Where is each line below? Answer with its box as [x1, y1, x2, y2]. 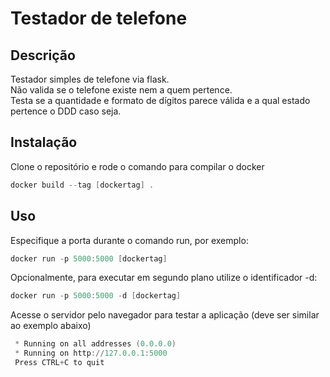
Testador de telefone [10, 7, 188, 30]
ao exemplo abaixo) [10, 320, 92, 332]
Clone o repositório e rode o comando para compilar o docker [10, 160, 265, 172]
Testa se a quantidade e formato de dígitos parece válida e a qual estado [10, 95, 311, 106]
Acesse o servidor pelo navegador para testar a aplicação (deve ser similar [10, 309, 320, 321]
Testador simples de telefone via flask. [10, 73, 170, 85]
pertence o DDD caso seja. [10, 105, 122, 117]
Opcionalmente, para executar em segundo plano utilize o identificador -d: [10, 272, 318, 284]
